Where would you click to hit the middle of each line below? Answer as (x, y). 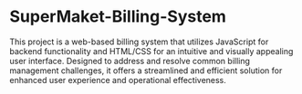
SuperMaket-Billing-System (118, 17)
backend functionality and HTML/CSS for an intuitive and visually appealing (151, 51)
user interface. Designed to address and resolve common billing (130, 61)
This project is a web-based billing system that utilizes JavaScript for (139, 42)
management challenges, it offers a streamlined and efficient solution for (146, 70)
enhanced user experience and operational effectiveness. (118, 80)
